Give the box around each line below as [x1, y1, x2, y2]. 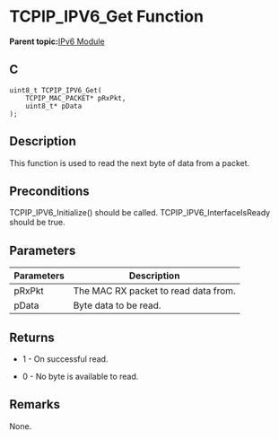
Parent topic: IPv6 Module [9, 36, 105, 47]
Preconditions [9, 183, 90, 198]
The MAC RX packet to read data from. [73, 285, 236, 297]
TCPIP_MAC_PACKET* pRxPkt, [25, 93, 126, 102]
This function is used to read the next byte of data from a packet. [9, 157, 250, 168]
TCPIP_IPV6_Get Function [9, 6, 205, 27]
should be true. [9, 217, 65, 228]
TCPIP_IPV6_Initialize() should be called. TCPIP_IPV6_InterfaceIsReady [9, 207, 271, 218]
